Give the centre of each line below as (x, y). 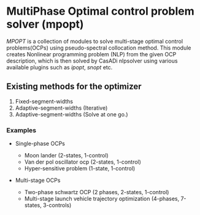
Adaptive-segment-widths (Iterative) (61, 108)
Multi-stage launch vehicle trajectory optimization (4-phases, (102, 199)
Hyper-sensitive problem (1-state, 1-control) (80, 168)
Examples (21, 130)
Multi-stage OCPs (38, 180)
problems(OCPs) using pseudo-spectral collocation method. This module (99, 48)
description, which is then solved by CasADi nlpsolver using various (92, 61)
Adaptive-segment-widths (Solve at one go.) (71, 114)
